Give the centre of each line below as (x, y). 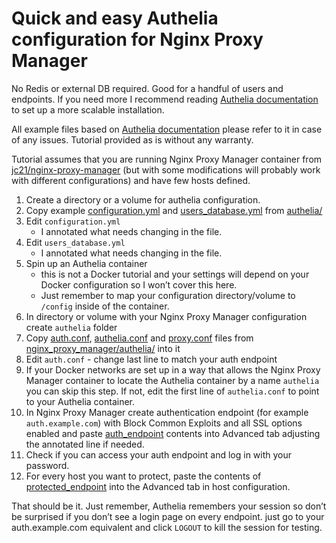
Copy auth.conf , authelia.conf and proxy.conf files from (139, 338)
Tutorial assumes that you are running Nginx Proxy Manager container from (167, 159)
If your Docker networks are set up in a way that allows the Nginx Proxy (173, 369)
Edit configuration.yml (73, 221)
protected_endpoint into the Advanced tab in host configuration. (158, 486)
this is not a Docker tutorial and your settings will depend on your (175, 274)
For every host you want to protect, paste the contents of (143, 476)
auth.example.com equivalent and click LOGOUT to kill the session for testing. (167, 527)
